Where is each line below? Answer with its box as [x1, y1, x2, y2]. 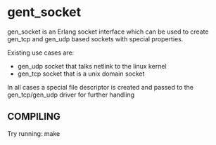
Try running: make [7, 129, 61, 137]
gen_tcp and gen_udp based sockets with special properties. [7, 34, 184, 43]
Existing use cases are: [7, 48, 75, 57]
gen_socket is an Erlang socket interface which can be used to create [7, 27, 209, 36]
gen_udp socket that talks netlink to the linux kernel [17, 62, 167, 70]
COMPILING [7, 111, 61, 123]
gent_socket [7, 4, 82, 20]
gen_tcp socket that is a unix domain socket [17, 69, 145, 78]
